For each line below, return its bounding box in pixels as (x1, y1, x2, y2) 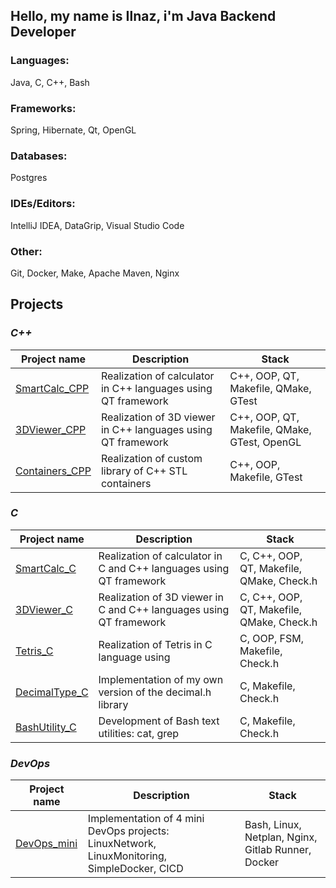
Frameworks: (10, 101, 77, 115)
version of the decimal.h (98, 685, 212, 699)
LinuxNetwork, (87, 837, 157, 851)
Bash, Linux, (244, 818, 302, 832)
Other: (10, 244, 43, 258)
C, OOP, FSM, (239, 631, 304, 645)
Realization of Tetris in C (98, 637, 213, 651)
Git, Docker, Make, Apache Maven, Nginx (10, 267, 180, 279)
